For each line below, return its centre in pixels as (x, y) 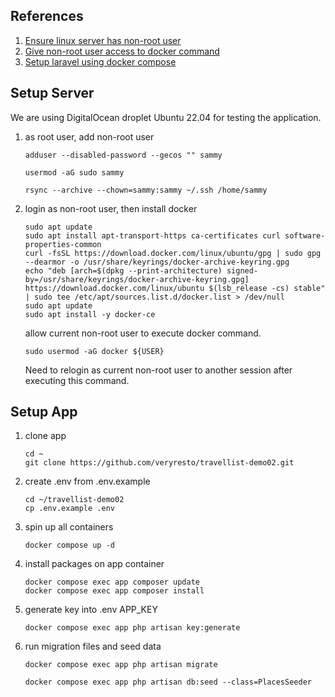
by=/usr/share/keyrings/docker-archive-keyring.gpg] (137, 279)
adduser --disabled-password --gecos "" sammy (123, 155)
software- (305, 235)
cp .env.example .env (69, 509)
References (47, 16)
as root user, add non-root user (89, 136)
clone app (45, 436)
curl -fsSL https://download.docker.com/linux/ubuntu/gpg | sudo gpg (173, 253)
